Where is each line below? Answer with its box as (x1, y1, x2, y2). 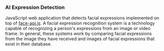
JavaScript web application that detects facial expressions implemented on (5, 15, 160, 21)
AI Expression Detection (5, 4, 65, 11)
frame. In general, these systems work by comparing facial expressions (5, 31, 152, 37)
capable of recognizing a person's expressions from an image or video (5, 25, 151, 31)
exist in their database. (5, 41, 52, 47)
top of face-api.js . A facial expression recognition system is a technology (5, 20, 156, 26)
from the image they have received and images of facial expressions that (5, 36, 155, 42)
